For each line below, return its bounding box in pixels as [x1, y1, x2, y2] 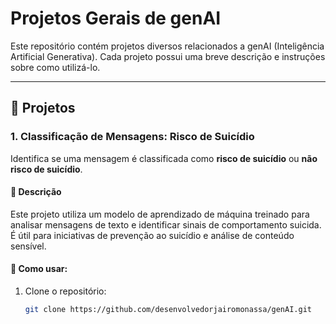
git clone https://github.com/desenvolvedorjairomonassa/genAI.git [24, 305, 312, 315]
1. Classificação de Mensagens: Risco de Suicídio [10, 130, 255, 144]
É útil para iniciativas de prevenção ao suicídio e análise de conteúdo [10, 229, 295, 241]
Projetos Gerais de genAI [10, 7, 222, 30]
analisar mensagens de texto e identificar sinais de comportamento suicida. [10, 218, 322, 231]
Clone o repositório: [24, 285, 107, 297]
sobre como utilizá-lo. [10, 61, 101, 73]
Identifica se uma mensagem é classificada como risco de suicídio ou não [10, 152, 318, 164]
